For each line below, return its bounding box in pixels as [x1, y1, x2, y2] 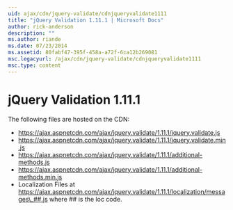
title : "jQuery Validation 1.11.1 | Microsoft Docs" [8, 17, 164, 24]
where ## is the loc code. [49, 195, 122, 203]
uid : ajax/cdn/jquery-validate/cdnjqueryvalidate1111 [8, 10, 168, 17]
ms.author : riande [8, 36, 61, 43]
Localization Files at [17, 180, 76, 188]
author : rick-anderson [8, 23, 74, 30]
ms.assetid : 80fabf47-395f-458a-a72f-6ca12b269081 [8, 49, 158, 56]
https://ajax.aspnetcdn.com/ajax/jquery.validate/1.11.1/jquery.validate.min [17, 136, 226, 144]
